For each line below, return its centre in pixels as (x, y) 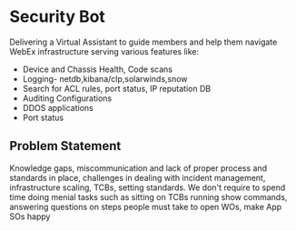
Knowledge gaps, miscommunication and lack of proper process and (138, 168)
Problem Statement (65, 146)
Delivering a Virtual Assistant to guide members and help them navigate (143, 42)
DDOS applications (58, 107)
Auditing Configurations (67, 98)
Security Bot (58, 17)
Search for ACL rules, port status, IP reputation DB (117, 88)
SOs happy (30, 216)
